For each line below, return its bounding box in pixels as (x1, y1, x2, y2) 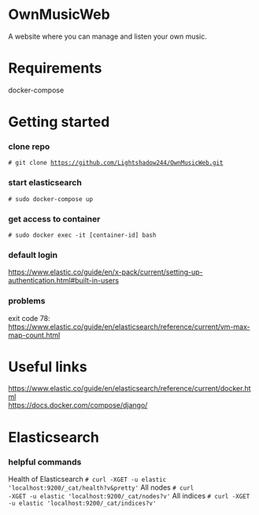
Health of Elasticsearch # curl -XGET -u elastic (8, 474, 167, 483)
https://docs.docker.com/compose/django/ (8, 401, 148, 410)
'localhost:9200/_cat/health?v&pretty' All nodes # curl (8, 483, 194, 492)
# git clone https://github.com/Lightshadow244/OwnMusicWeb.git (8, 159, 224, 167)
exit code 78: (8, 313, 50, 323)
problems (8, 296, 46, 307)
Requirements (8, 59, 102, 77)
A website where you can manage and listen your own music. (8, 32, 207, 41)
